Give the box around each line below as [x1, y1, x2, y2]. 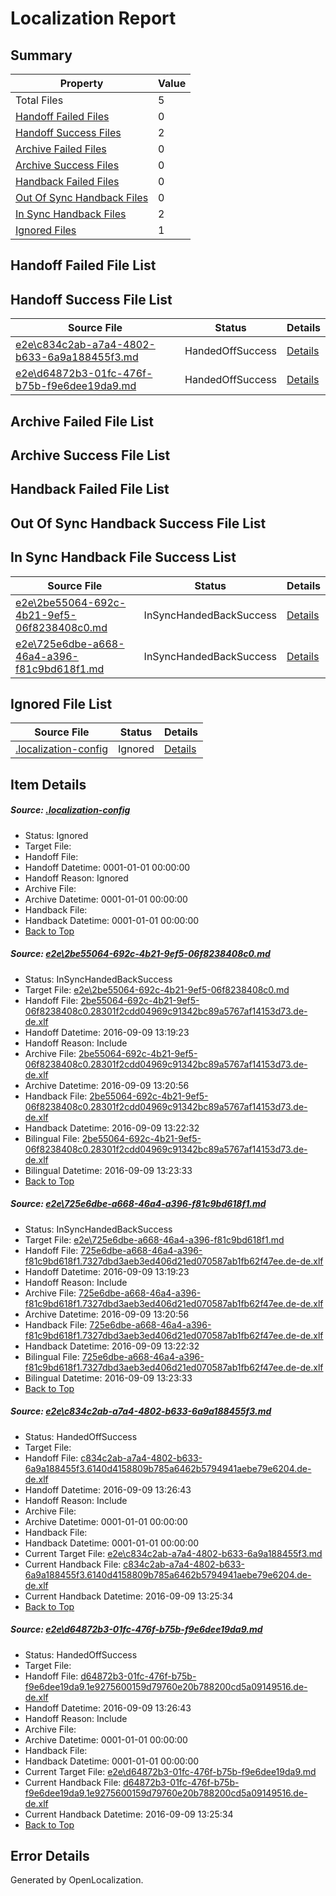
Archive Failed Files [15, 142, 107, 156]
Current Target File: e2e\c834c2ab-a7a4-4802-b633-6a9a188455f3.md [24, 1547, 323, 1559]
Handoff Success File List [10, 291, 173, 308]
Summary [10, 47, 73, 64]
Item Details [10, 776, 87, 793]
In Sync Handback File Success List [10, 549, 237, 566]
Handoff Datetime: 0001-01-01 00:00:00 [24, 861, 191, 873]
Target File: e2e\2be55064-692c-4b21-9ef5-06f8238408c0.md [24, 983, 290, 996]
